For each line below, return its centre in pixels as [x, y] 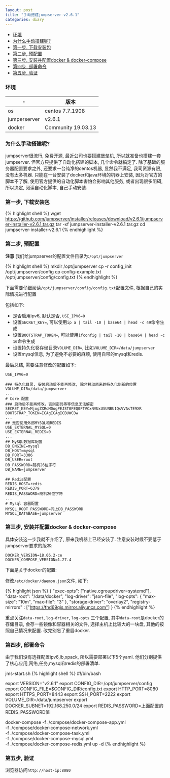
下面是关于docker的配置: [31, 570]
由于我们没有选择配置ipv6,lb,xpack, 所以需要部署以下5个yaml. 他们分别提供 [84, 657]
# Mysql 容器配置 [22, 504]
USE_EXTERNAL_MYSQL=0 [28, 427]
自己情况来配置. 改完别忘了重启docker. [50, 630]
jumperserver [24, 119]
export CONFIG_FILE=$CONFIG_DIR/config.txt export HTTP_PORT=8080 [82, 689]
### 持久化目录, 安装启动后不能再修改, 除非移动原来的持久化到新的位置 [71, 384]
